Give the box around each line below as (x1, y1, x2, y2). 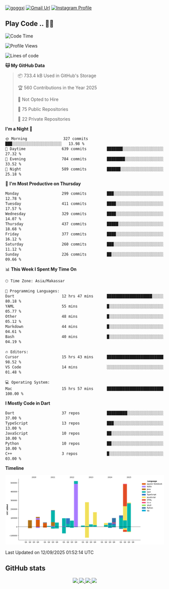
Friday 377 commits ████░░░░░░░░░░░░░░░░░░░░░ (5, 231, 164, 237)
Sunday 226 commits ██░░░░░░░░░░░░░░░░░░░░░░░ (5, 251, 164, 257)
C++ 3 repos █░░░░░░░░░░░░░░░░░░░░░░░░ (5, 451, 164, 456)
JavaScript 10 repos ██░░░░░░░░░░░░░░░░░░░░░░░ (5, 431, 164, 436)
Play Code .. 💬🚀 (5, 19, 54, 28)
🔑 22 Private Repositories (17, 116, 71, 122)
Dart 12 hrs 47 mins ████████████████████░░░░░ (5, 293, 164, 299)
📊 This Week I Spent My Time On (5, 266, 77, 272)
